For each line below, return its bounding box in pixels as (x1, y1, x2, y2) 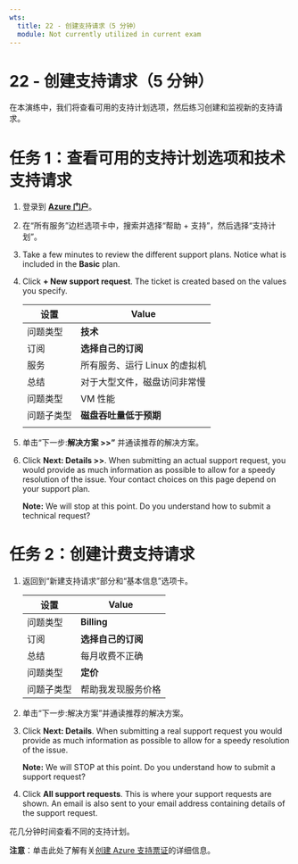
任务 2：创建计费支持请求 (9, 544, 195, 565)
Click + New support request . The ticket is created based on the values (21, 276, 287, 287)
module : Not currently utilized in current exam (17, 29, 202, 38)
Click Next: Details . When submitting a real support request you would (21, 726, 283, 736)
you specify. (21, 286, 68, 296)
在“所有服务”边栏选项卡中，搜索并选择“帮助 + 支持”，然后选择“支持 (21, 220, 269, 231)
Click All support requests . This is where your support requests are (21, 789, 272, 800)
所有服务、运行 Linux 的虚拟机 (79, 359, 207, 371)
